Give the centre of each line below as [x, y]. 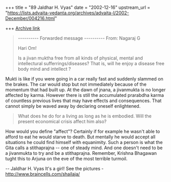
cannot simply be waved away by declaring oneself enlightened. [73, 106]
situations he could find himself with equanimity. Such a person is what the [84, 142]
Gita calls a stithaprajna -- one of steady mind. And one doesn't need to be [84, 148]
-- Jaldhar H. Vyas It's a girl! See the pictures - [54, 168]
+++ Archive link [23, 28]
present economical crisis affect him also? [62, 122]
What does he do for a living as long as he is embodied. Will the [85, 116]
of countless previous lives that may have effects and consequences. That [83, 100]
